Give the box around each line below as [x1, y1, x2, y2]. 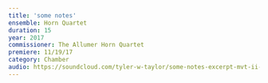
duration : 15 [8, 26, 52, 34]
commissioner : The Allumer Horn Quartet [8, 41, 145, 49]
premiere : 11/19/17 [8, 48, 73, 56]
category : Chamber [8, 56, 69, 64]
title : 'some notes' [8, 11, 77, 20]
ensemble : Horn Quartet [8, 19, 88, 27]
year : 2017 [8, 33, 45, 42]
